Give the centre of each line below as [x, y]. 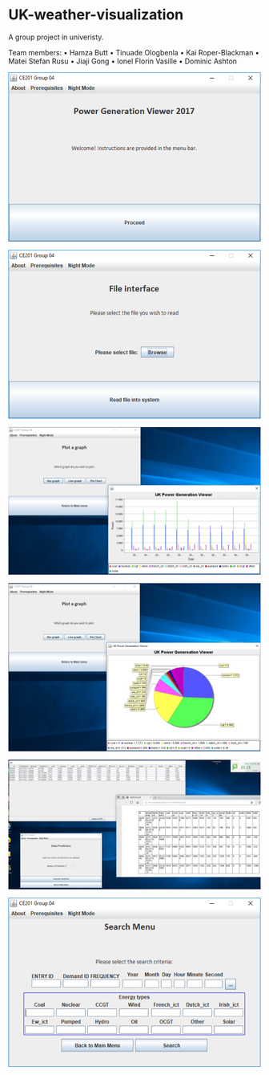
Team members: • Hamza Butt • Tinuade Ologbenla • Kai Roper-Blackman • [134, 52]
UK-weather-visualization [96, 15]
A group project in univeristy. [56, 37]
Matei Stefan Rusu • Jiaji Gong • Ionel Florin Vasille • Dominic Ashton [123, 61]
